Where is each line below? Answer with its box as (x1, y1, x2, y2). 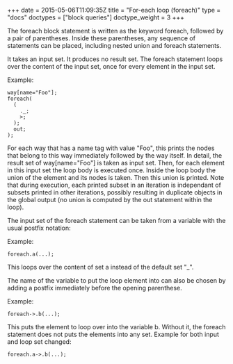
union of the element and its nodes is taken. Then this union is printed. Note (7, 174, 225, 181)
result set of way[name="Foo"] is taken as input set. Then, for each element (7, 159, 225, 167)
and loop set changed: (7, 338, 72, 346)
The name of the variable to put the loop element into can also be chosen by (7, 276, 226, 284)
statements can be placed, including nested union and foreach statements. (7, 42, 222, 49)
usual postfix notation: (7, 224, 71, 232)
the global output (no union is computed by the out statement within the (7, 196, 213, 204)
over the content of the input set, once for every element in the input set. (7, 63, 216, 70)
